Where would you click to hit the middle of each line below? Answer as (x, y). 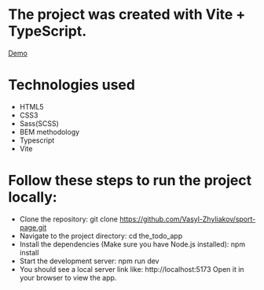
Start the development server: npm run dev (89, 261)
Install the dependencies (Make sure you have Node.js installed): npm (132, 244)
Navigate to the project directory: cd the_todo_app (101, 236)
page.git (33, 227)
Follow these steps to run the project (130, 181)
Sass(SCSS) (39, 123)
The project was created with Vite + (127, 15)
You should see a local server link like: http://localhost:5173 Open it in (132, 269)
